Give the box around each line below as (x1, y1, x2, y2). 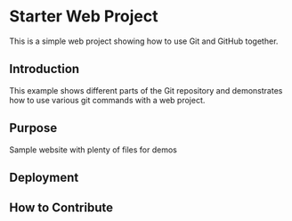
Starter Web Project (9, 6, 158, 27)
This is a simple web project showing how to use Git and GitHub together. (9, 36, 279, 46)
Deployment (9, 169, 79, 184)
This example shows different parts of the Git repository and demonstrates (9, 85, 283, 95)
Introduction (9, 61, 80, 77)
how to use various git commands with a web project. (9, 94, 206, 105)
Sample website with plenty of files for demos (9, 144, 178, 155)
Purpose (9, 120, 58, 135)
